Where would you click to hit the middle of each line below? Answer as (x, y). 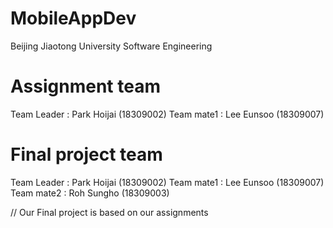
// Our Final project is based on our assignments (109, 212)
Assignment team (85, 86)
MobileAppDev (73, 18)
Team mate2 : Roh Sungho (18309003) (90, 193)
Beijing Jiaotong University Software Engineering (111, 46)
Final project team (86, 154)
